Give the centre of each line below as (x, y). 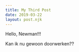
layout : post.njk (24, 19)
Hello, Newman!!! (23, 34)
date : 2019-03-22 (24, 15)
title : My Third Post (28, 10)
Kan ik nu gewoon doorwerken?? (40, 44)
